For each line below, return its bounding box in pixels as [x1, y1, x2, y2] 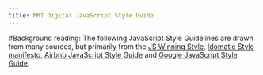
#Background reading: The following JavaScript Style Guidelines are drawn [8, 33, 253, 43]
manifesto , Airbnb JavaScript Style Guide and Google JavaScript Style [8, 50, 238, 59]
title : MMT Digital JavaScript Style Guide [8, 11, 154, 20]
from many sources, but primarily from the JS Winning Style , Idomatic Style [8, 41, 255, 51]
